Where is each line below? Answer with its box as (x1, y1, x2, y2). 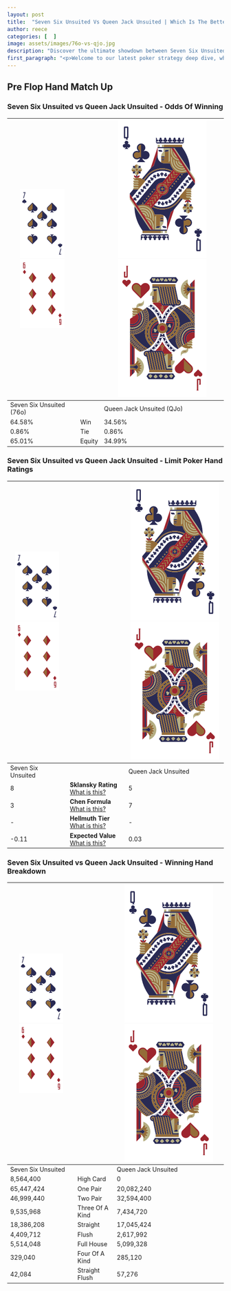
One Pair (77, 1184, 102, 1193)
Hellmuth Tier (69, 814, 110, 822)
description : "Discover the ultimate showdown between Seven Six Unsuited (7, 48, 226, 55)
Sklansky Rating (69, 780, 118, 789)
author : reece (7, 26, 48, 32)
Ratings (7, 464, 34, 474)
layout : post (7, 11, 45, 18)
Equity (80, 437, 98, 445)
